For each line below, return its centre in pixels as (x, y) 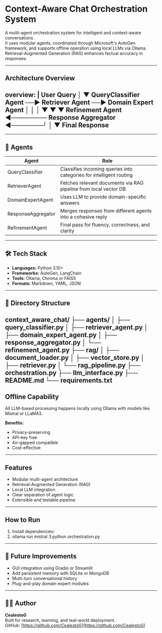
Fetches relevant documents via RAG (102, 183)
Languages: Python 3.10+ (38, 268)
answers (70, 203)
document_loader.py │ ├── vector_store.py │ (75, 357)
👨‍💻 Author (21, 603)
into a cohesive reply (84, 217)
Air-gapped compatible (35, 443)
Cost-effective (26, 448)
